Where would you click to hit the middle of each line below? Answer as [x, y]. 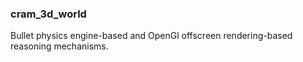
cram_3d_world [48, 14]
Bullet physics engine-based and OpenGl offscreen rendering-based [151, 36]
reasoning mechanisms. [59, 46]
